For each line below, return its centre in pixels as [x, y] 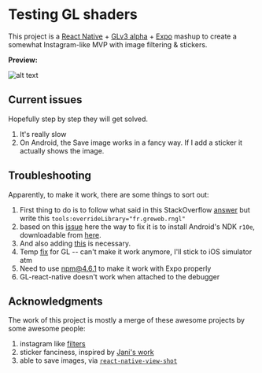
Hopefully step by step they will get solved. [78, 119]
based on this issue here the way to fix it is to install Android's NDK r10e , [137, 227]
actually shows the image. [62, 150]
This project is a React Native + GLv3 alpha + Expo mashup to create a [123, 36]
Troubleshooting [50, 176]
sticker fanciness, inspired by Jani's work [87, 353]
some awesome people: [47, 329]
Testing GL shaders [73, 15]
